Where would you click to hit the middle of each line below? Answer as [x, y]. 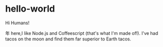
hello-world [30, 9]
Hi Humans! [17, 23]
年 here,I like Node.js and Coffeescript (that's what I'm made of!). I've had [82, 33]
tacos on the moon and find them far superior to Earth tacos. [68, 39]
